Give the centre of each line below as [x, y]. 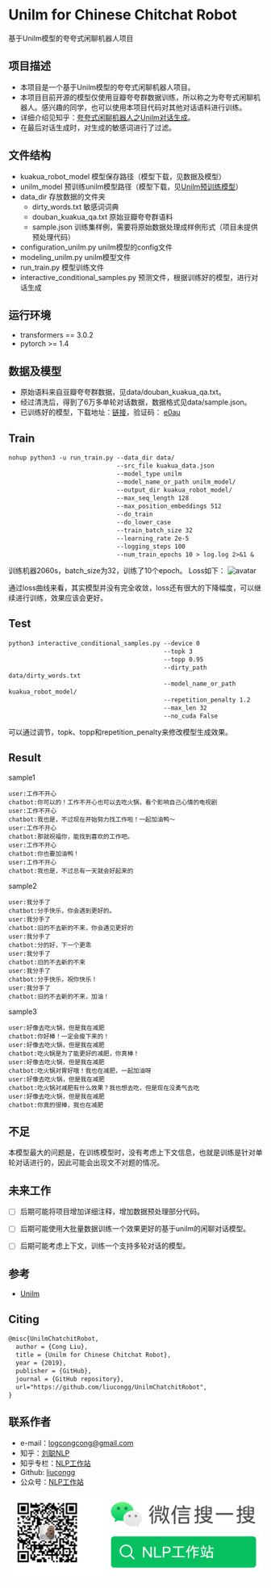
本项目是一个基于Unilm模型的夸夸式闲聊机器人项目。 [107, 87]
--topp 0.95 [183, 660]
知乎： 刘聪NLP [45, 1453]
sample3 [23, 1012]
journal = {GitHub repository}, [70, 1379]
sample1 [22, 777]
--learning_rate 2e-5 [153, 538]
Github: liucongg [48, 1472]
